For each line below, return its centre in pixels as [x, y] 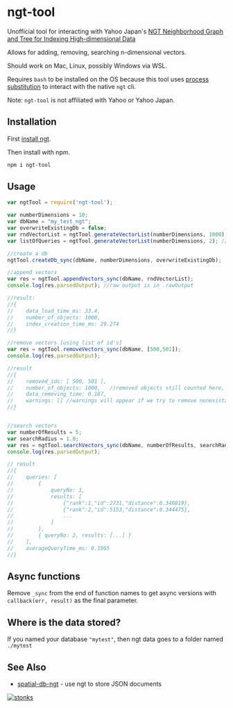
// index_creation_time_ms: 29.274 [63, 324]
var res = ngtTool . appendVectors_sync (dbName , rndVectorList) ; [101, 279]
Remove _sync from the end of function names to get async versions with [112, 593]
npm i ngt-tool [29, 165]
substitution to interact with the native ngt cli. [72, 86]
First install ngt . [29, 138]
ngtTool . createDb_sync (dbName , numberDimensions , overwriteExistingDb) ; [114, 260]
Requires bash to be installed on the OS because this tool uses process [108, 79]
